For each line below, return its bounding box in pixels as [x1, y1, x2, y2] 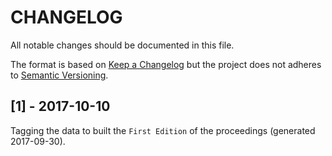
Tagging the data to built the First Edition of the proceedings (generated [10, 124, 316, 136]
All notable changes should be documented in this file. [10, 39, 235, 51]
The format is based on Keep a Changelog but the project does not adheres [10, 58, 322, 70]
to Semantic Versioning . [10, 69, 109, 81]
